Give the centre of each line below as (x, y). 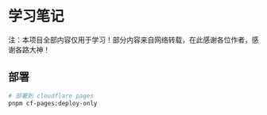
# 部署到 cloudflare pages (51, 96)
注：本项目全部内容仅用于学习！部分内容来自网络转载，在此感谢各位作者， (130, 40)
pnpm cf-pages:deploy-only (53, 103)
